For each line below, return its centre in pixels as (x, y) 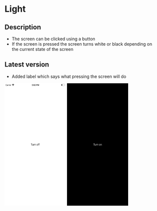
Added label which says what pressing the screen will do (69, 76)
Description (23, 27)
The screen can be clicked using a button (54, 39)
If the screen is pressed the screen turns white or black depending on (82, 44)
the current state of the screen (43, 49)
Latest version (27, 65)
